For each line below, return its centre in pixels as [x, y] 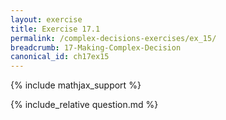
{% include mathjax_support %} [76, 85]
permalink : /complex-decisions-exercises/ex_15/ [113, 38]
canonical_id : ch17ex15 [60, 57]
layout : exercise [46, 19]
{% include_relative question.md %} [84, 105]
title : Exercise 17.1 [55, 29]
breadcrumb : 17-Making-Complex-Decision [96, 47]
